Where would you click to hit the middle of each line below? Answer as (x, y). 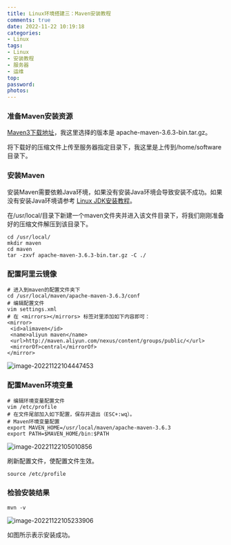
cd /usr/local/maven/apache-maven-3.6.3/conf (73, 296)
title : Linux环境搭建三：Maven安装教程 (59, 13)
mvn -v (17, 508)
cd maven (20, 249)
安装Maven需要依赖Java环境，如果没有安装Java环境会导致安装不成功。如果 (115, 192)
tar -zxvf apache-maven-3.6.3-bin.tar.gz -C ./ (77, 255)
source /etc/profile (37, 474)
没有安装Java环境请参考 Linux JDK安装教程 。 (72, 201)
